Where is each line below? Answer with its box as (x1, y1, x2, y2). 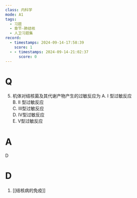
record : (5, 36, 22, 41)
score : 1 (14, 45, 33, 50)
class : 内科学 (5, 7, 33, 13)
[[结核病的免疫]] (12, 187, 46, 193)
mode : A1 (5, 12, 24, 17)
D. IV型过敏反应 (12, 112, 45, 118)
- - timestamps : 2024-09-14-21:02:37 (10, 49, 89, 54)
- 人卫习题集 (10, 31, 34, 36)
